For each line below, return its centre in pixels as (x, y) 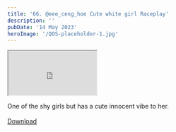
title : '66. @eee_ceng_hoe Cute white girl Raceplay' (88, 14)
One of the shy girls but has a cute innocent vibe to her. (88, 106)
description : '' (31, 21)
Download (22, 121)
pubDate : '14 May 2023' (42, 27)
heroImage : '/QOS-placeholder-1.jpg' (63, 34)
